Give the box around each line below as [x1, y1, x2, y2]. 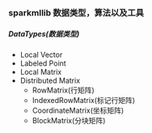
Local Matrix [19, 66, 62, 76]
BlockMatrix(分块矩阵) [32, 115, 106, 125]
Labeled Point [19, 58, 66, 68]
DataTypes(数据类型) [8, 28, 80, 38]
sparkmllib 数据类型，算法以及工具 [8, 6, 144, 18]
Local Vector [19, 49, 63, 59]
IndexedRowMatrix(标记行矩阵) [32, 95, 136, 105]
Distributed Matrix [19, 75, 81, 85]
